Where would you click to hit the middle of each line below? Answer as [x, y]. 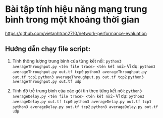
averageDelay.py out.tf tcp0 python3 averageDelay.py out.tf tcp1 [82, 102]
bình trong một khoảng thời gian [72, 20]
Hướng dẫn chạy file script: [48, 49]
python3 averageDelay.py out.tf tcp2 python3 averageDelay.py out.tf [85, 107]
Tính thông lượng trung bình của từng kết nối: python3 [67, 61]
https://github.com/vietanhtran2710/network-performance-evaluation [76, 33]
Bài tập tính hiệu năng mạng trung [76, 9]
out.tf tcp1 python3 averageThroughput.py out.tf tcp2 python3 [78, 77]
